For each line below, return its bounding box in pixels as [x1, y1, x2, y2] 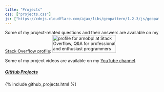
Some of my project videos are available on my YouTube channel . [5, 58, 137, 64]
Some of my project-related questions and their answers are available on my [5, 30, 159, 36]
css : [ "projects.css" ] [5, 12, 51, 17]
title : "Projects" [5, 7, 42, 12]
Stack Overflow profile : [5, 48, 52, 54]
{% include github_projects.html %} [5, 81, 77, 87]
